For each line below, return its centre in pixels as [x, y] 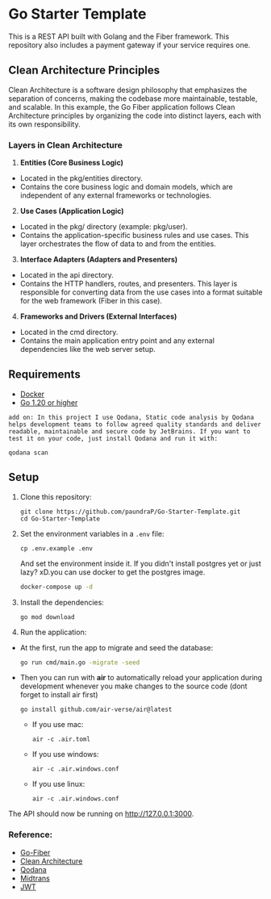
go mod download [47, 617]
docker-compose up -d [56, 587]
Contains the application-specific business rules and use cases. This [134, 236]
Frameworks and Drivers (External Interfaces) [98, 316]
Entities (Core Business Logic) [71, 163]
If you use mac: [58, 725]
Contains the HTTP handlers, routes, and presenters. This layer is [129, 284]
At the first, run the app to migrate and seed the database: [117, 647]
